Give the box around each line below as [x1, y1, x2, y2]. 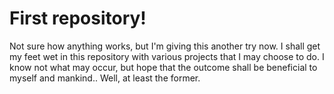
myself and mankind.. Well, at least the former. [9, 72, 201, 84]
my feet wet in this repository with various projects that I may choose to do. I [9, 50, 325, 62]
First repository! [9, 7, 147, 30]
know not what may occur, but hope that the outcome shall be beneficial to [9, 61, 318, 73]
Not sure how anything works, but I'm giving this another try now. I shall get [9, 40, 321, 52]
